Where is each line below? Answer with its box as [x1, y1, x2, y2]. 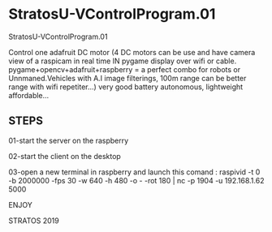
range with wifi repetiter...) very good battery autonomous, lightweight [8, 82, 244, 92]
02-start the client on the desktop [8, 151, 122, 161]
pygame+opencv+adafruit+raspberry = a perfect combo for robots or [8, 64, 241, 74]
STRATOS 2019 [8, 216, 59, 226]
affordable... [8, 90, 50, 100]
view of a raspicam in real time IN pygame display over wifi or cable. [8, 56, 237, 66]
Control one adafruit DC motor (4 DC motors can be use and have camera [8, 47, 256, 57]
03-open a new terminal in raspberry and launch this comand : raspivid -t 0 [8, 167, 261, 177]
